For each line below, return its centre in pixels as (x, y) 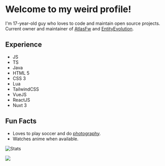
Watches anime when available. (46, 139)
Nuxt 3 (19, 105)
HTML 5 (21, 73)
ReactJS (21, 100)
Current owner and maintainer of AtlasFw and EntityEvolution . (70, 28)
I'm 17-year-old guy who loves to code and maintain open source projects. (83, 23)
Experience (24, 45)
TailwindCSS (26, 89)
